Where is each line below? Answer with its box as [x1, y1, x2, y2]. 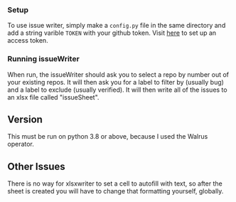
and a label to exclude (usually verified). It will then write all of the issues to [7, 85, 227, 94]
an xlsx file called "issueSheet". [7, 92, 100, 101]
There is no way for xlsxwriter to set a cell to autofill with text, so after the [7, 179, 222, 188]
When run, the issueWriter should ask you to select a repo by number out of [7, 70, 230, 79]
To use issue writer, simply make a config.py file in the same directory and [7, 21, 226, 30]
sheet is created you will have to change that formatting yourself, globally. [7, 187, 224, 196]
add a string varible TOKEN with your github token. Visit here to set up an [7, 28, 217, 37]
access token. [7, 36, 48, 45]
